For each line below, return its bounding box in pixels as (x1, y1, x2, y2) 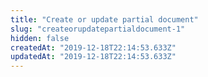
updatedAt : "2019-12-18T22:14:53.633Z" (10, 52, 177, 62)
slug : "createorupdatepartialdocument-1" (10, 24, 186, 34)
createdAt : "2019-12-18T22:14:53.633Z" (10, 42, 177, 53)
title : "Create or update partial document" (10, 14, 199, 25)
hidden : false (10, 33, 70, 43)
